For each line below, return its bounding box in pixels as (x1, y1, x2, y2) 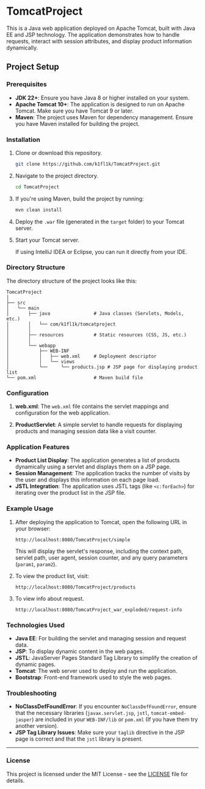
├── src (6, 300, 26, 306)
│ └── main (6, 305, 40, 311)
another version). (15, 722, 59, 730)
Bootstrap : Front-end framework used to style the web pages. (15, 674, 172, 681)
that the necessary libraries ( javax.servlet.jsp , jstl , (15, 709, 149, 717)
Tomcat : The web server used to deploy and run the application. (15, 667, 178, 675)
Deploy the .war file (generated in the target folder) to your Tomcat (15, 218, 185, 225)
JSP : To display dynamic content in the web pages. (15, 648, 145, 655)
